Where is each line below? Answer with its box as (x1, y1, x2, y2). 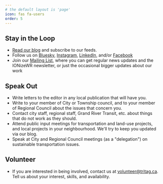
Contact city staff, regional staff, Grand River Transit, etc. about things (12, 110, 152, 116)
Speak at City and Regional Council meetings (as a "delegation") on (12, 136, 147, 142)
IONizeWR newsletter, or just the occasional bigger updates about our (12, 63, 152, 69)
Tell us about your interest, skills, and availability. (12, 173, 110, 179)
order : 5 (5, 16, 23, 21)
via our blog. (12, 131, 37, 137)
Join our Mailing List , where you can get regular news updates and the (12, 57, 154, 63)
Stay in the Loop (5, 34, 55, 42)
